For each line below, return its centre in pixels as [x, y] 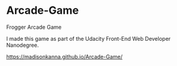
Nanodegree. [23, 45]
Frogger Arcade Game [34, 27]
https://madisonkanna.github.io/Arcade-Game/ [64, 56]
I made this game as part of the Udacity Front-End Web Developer [88, 38]
